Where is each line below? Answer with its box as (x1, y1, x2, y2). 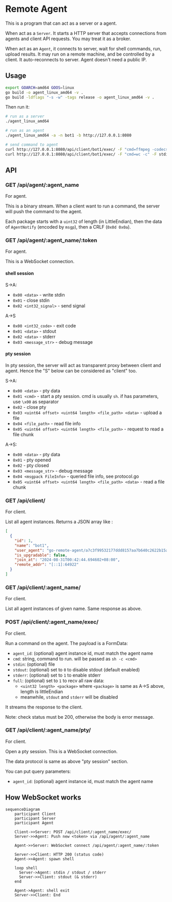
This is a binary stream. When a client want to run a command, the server (5, 203, 160, 209)
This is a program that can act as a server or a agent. (5, 20, 117, 26)
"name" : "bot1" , (14, 543, 50, 548)
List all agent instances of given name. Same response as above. (5, 605, 142, 612)
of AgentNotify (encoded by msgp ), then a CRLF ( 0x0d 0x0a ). (5, 224, 132, 230)
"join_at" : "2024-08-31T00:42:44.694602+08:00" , (14, 557, 120, 563)
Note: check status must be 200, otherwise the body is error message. (5, 714, 155, 720)
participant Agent (14, 820, 54, 825)
